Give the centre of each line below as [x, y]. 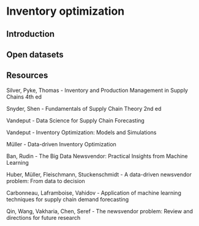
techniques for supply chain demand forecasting [68, 199]
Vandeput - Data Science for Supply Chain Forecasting [76, 120]
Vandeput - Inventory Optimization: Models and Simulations [81, 132]
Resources [27, 76]
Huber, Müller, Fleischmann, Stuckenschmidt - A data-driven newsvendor [99, 174]
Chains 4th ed [24, 97]
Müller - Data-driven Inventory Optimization [61, 144]
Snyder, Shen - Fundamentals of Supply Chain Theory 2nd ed [84, 108]
